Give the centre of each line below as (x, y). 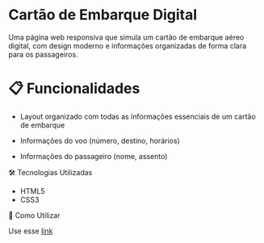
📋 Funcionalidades (74, 88)
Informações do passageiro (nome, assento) (94, 156)
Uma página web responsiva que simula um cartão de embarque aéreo (126, 37)
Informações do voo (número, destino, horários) (100, 140)
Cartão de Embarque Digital (103, 15)
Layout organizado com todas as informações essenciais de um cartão (138, 116)
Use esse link (31, 231)
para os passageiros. (43, 54)
